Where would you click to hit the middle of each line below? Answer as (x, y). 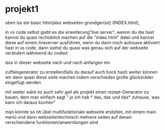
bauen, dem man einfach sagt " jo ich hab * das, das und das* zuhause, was (82, 97)
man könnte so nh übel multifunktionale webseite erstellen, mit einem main (81, 112)
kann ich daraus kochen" (30, 102)
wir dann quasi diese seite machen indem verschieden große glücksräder (79, 77)
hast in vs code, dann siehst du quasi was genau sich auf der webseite (77, 48)
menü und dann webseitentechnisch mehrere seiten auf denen (69, 117)
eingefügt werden (23, 82)
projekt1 (22, 9)
